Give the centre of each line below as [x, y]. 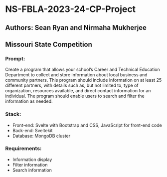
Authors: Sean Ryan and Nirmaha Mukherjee [76, 28]
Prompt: [15, 58]
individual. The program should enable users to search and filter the [75, 96]
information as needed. [29, 101]
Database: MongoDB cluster [41, 136]
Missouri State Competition [49, 44]
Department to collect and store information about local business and [76, 75]
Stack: [13, 114]
